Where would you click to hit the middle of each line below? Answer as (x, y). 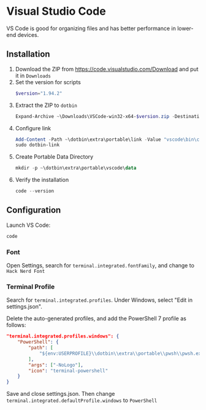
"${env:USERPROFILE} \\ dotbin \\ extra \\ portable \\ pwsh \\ (111, 353)
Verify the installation (42, 180)
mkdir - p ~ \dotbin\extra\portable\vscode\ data (76, 168)
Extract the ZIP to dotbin (46, 105)
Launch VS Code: (29, 225)
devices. (28, 34)
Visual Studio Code (56, 11)
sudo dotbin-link (37, 145)
